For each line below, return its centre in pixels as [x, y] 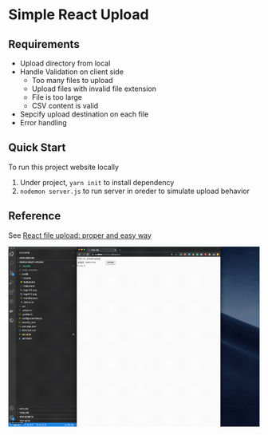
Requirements [44, 44]
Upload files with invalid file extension [94, 89]
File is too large [57, 97]
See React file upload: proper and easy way [80, 235]
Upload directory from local [65, 63]
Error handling [43, 123]
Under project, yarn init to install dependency [97, 182]
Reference [35, 216]
